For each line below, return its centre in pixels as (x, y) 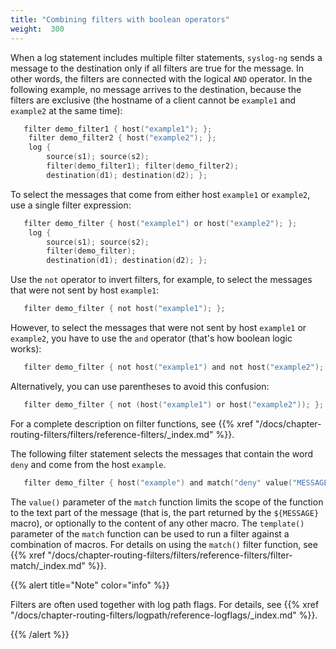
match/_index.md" (48, 565)
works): (26, 349)
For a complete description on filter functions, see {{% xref (132, 423)
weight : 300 (37, 29)
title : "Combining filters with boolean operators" (120, 19)
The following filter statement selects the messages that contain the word (161, 453)
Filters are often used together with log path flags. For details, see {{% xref (165, 604)
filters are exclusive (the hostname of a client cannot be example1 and (153, 100)
